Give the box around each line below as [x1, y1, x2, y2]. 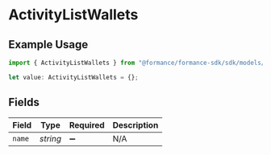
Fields [8, 96, 40, 109]
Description [112, 119, 159, 130]
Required [69, 119, 105, 130]
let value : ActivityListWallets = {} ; [8, 73, 139, 81]
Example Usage [8, 38, 89, 51]
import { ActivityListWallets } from [8, 59, 135, 67]
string [39, 133, 62, 144]
